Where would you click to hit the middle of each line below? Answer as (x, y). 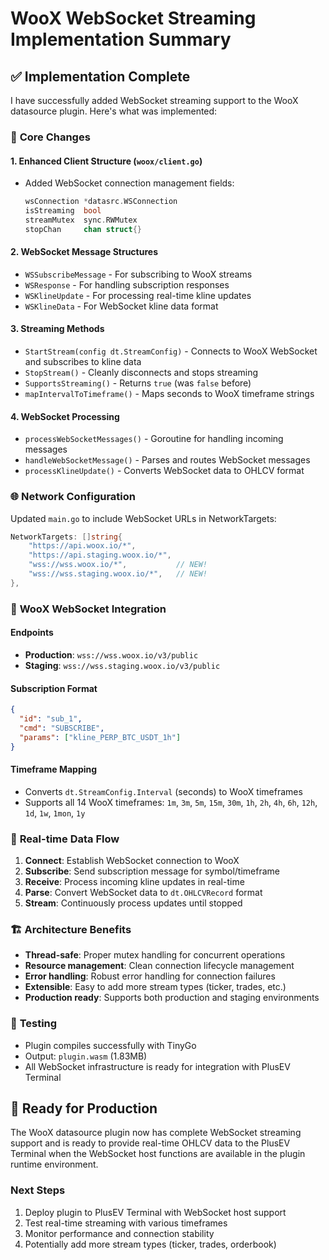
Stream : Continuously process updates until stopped (133, 903)
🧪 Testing (34, 1024)
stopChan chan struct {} (83, 229)
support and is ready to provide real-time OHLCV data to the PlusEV (150, 1143)
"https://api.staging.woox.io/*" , (100, 555)
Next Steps (38, 1190)
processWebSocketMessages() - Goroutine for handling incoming (154, 439)
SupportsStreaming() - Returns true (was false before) (138, 383)
